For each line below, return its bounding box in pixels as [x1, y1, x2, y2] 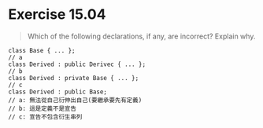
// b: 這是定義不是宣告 [8, 104, 77, 112]
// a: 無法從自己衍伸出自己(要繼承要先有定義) [8, 96, 143, 104]
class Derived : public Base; [8, 88, 108, 96]
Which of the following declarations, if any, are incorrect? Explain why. [27, 31, 256, 41]
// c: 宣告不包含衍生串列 [8, 112, 83, 121]
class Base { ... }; [8, 46, 76, 54]
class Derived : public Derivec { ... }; [8, 60, 146, 68]
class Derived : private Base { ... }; [8, 74, 139, 82]
